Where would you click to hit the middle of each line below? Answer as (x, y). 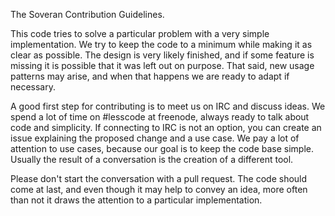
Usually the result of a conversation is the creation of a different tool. (152, 159)
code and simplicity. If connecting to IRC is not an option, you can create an (166, 127)
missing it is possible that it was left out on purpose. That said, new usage (162, 65)
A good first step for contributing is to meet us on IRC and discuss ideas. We (168, 106)
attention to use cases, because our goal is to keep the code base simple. (162, 148)
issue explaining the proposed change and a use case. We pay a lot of (155, 138)
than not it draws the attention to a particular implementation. (136, 200)
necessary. (33, 87)
